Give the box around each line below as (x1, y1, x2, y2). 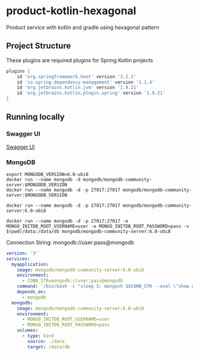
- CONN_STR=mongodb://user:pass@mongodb (21, 278, 123, 284)
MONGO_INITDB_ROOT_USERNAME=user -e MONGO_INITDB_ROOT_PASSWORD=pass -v (6, 223, 190, 229)
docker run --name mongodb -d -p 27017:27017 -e (6, 218, 129, 224)
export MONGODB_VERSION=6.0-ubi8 (6, 171, 89, 177)
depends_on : (17, 289, 46, 295)
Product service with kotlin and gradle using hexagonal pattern (6, 24, 159, 31)
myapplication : (11, 261, 49, 267)
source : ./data (27, 338, 65, 344)
